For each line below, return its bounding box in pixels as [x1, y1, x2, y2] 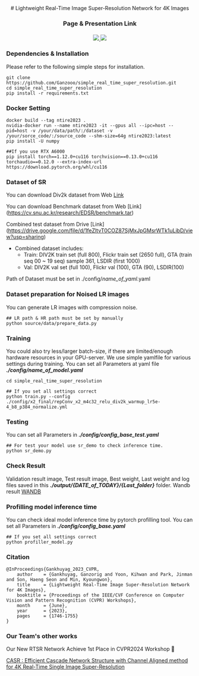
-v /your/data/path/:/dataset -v [30, 128, 113, 134]
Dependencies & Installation [6, 49, 89, 58]
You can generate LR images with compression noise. [6, 304, 138, 311]
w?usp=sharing [6, 233, 45, 241]
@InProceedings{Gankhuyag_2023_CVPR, [6, 566, 100, 573]
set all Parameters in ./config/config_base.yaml [6, 522, 126, 529]
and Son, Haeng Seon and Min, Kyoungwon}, [6, 577, 113, 583]
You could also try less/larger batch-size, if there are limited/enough [6, 348, 173, 355]
